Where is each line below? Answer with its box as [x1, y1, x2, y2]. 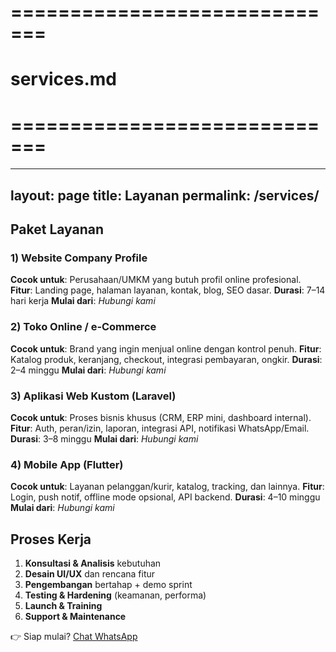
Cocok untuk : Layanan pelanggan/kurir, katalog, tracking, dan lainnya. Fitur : [10, 481, 325, 493]
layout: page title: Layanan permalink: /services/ [10, 187, 320, 204]
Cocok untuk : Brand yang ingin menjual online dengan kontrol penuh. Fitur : [10, 342, 322, 355]
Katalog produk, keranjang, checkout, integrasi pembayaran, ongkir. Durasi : [10, 353, 323, 365]
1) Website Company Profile [10, 251, 148, 265]
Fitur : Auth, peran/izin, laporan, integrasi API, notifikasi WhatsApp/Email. [10, 422, 310, 434]
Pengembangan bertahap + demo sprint [24, 579, 193, 591]
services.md [10, 68, 117, 91]
